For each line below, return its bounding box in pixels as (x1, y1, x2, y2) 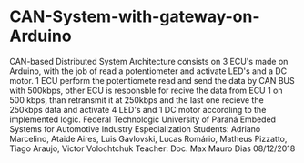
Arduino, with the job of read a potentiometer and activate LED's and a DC (9, 66, 288, 76)
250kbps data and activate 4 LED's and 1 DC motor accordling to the (9, 104, 267, 115)
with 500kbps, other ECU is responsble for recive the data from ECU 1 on (9, 85, 284, 96)
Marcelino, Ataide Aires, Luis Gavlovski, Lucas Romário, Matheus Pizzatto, (9, 133, 288, 144)
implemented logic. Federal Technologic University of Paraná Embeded (9, 114, 276, 125)
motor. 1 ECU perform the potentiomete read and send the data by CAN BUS (9, 75, 295, 86)
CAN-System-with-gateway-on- (9, 6, 261, 27)
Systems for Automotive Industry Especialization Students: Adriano (9, 123, 261, 134)
